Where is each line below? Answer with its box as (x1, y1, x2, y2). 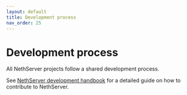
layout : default (6, 8, 47, 15)
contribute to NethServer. (6, 83, 69, 90)
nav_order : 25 (6, 20, 42, 26)
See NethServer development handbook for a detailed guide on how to (6, 77, 181, 84)
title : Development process (6, 14, 77, 20)
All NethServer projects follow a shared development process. (6, 65, 160, 72)
